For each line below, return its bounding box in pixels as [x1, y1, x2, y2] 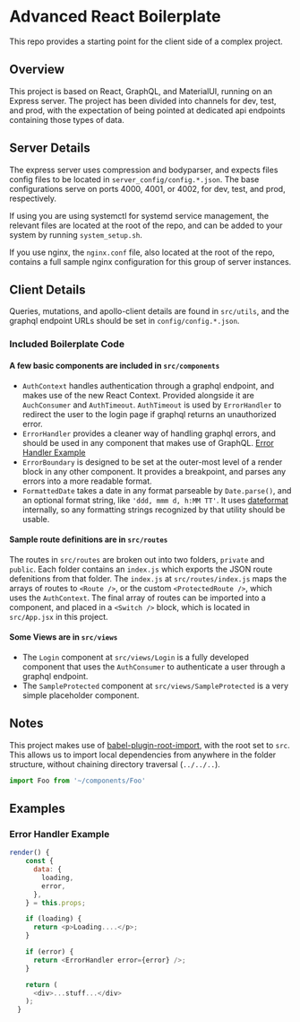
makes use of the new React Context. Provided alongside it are [21, 389, 255, 400]
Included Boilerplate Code [9, 338, 125, 351]
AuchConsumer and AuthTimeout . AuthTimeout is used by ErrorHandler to [21, 399, 282, 410]
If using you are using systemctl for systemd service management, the [9, 210, 270, 221]
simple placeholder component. [21, 689, 140, 701]
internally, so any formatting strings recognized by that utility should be [21, 504, 286, 515]
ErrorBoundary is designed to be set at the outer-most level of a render [21, 456, 283, 467]
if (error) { [25, 948, 74, 956]
